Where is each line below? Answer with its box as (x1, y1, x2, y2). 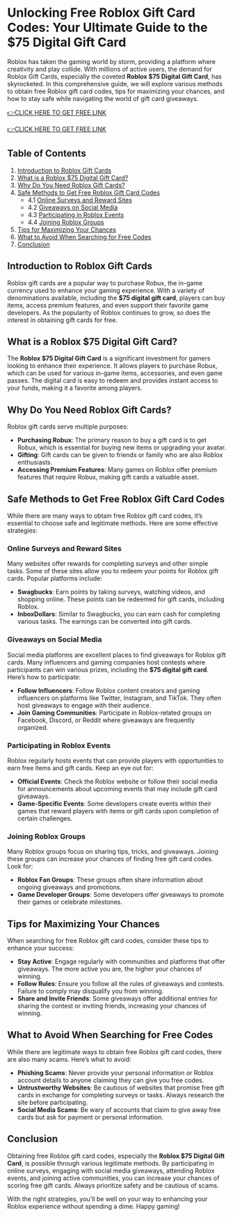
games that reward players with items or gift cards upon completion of (17, 806, 219, 815)
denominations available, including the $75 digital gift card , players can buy (7, 294, 225, 302)
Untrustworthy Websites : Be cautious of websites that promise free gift (17, 1083, 225, 1092)
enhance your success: (7, 944, 74, 952)
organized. (17, 723, 49, 731)
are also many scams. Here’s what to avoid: (7, 1055, 131, 1063)
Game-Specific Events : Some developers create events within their (17, 799, 212, 808)
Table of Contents (7, 148, 87, 159)
